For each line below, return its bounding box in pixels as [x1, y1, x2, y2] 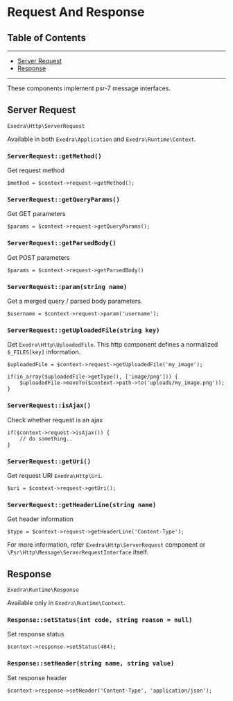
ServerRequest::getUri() [7, 457, 92, 465]
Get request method [7, 166, 64, 174]
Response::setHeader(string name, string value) [7, 659, 175, 668]
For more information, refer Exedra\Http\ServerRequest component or [7, 541, 206, 549]
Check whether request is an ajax [7, 415, 103, 424]
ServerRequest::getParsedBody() [7, 239, 116, 247]
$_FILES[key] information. [7, 348, 81, 356]
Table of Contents [7, 32, 87, 44]
